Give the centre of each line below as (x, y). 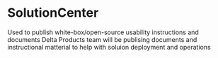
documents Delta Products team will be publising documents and (102, 39)
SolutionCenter (53, 13)
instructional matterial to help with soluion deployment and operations (109, 47)
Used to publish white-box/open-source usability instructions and (103, 32)
